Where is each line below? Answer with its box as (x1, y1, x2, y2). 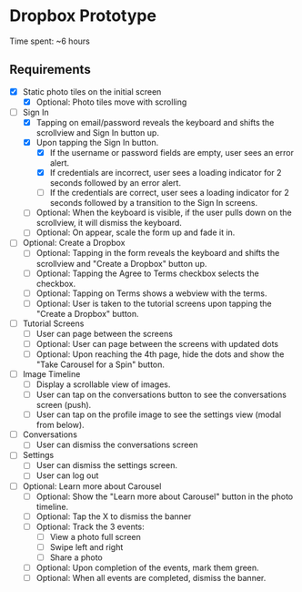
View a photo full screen (49, 531, 141, 542)
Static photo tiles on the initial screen (22, 86, 162, 97)
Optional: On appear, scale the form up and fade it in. (35, 227, 236, 238)
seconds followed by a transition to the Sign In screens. (49, 198, 258, 209)
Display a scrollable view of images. (35, 379, 171, 390)
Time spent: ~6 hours (9, 36, 91, 46)
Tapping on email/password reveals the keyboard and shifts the (35, 117, 275, 128)
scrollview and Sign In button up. (35, 128, 159, 138)
